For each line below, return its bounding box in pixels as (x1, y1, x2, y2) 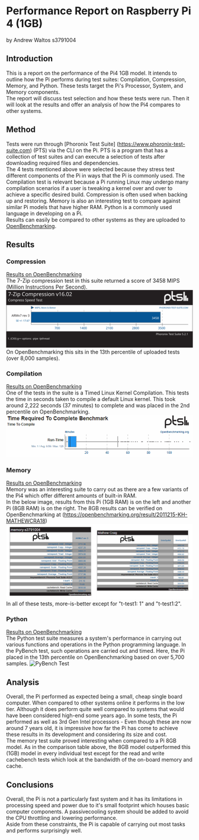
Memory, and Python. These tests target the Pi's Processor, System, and (6, 82, 184, 89)
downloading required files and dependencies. (6, 159, 120, 166)
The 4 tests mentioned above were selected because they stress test (6, 165, 175, 173)
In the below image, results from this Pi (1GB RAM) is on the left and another (6, 498, 191, 506)
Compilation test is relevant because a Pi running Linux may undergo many (6, 178, 189, 185)
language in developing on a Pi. (6, 210, 83, 217)
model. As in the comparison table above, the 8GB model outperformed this (6, 744, 191, 751)
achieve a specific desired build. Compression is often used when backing (6, 191, 188, 198)
